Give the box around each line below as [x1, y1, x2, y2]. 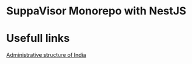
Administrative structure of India [6, 51, 86, 59]
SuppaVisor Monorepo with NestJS [6, 4, 187, 18]
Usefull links [6, 32, 70, 45]
